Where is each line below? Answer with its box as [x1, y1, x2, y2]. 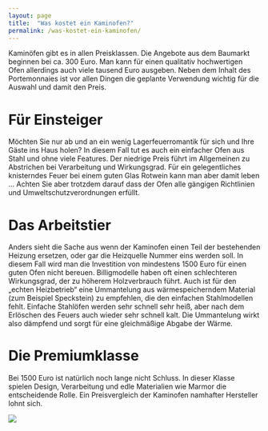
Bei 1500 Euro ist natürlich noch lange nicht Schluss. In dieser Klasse [8, 373, 235, 383]
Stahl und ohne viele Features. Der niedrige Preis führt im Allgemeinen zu [8, 154, 250, 164]
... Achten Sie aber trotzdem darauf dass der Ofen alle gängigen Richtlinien [8, 179, 255, 189]
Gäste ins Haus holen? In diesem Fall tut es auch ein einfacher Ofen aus [8, 146, 245, 155]
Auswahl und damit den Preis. [8, 82, 106, 92]
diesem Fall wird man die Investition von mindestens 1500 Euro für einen [8, 259, 246, 269]
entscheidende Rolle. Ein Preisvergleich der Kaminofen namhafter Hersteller [8, 390, 258, 400]
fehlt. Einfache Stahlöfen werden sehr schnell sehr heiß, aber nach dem [8, 301, 245, 312]
